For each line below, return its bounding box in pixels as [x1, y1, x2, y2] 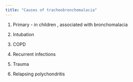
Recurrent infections [12, 51, 56, 57]
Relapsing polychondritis [12, 71, 65, 77]
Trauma [12, 61, 29, 67]
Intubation [12, 31, 34, 37]
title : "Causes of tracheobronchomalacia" [5, 7, 97, 13]
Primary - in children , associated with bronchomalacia [12, 21, 128, 28]
